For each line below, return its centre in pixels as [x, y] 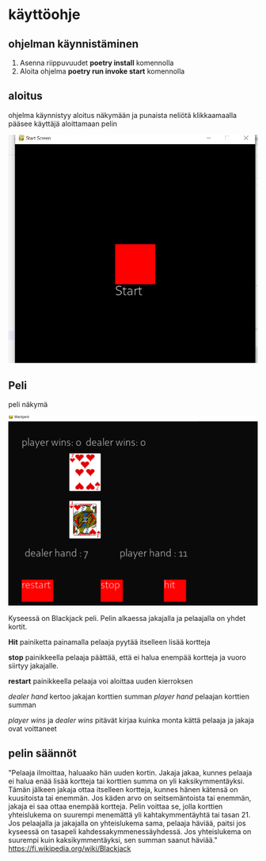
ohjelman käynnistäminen [74, 44]
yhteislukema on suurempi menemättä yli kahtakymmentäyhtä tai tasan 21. [129, 814]
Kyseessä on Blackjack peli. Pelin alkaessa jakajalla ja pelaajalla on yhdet [127, 618]
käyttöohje [44, 15]
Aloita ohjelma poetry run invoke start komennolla [102, 71]
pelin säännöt [43, 754]
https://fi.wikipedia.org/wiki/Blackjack [70, 848]
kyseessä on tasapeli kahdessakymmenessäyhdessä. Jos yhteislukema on [130, 831]
